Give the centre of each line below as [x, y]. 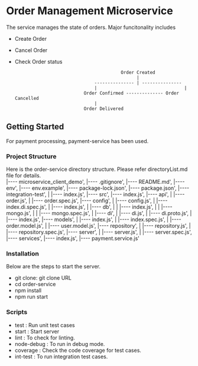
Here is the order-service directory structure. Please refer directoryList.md [97, 169]
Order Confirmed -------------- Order [131, 93]
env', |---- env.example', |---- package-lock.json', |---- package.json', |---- [98, 188]
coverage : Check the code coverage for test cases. [78, 350]
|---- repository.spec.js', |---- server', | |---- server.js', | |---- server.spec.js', [99, 232]
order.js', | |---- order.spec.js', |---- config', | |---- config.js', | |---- [87, 201]
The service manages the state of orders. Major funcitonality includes [91, 27]
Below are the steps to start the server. [53, 267]
